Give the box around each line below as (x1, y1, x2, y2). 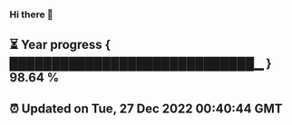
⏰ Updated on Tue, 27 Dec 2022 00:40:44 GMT (9, 101, 283, 116)
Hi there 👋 (9, 8, 54, 21)
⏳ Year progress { (9, 37, 112, 53)
